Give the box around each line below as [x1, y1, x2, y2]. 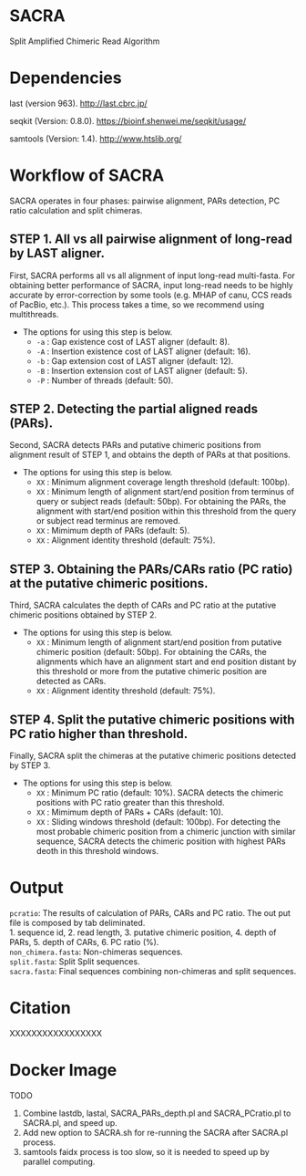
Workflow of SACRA [9, 165, 165, 186]
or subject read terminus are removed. [36, 515, 180, 526]
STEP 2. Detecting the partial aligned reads [9, 401, 258, 417]
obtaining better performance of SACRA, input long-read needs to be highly [9, 279, 293, 290]
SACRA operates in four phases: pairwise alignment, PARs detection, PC [9, 195, 280, 206]
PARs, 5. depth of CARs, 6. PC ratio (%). [9, 937, 159, 947]
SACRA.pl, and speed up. [22, 1117, 118, 1128]
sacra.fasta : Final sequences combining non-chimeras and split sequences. [9, 966, 297, 976]
